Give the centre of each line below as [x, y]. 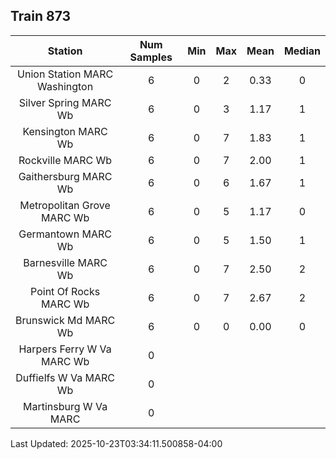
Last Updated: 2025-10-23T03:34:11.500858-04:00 [116, 443]
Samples [151, 57]
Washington [65, 86]
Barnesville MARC [65, 262]
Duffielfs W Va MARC [65, 377]
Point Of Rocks [65, 291]
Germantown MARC [65, 234]
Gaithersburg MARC [65, 176]
